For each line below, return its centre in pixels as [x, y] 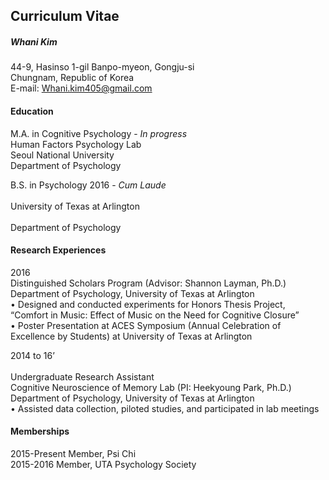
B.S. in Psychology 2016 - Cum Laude [88, 185]
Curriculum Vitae [65, 16]
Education [32, 111]
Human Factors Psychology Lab [76, 144]
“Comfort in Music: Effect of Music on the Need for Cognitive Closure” [155, 315]
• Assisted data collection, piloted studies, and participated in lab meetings [165, 408]
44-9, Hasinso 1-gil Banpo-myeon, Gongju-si [102, 67]
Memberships [40, 431]
